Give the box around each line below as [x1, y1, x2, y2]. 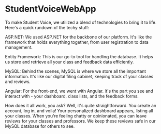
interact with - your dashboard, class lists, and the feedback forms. [5, 93, 139, 99]
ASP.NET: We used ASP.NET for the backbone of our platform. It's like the [5, 34, 152, 40]
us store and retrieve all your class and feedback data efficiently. [5, 59, 134, 65]
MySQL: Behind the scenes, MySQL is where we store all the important [5, 68, 146, 74]
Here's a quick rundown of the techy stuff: [5, 24, 89, 30]
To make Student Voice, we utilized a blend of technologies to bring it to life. [5, 19, 157, 25]
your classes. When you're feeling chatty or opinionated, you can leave [5, 113, 146, 118]
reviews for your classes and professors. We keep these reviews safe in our [5, 118, 156, 124]
